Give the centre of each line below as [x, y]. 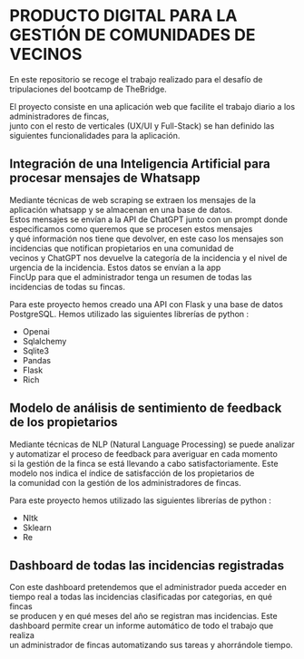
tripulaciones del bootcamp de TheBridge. [88, 89]
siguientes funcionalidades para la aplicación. [95, 135]
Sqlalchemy [44, 341]
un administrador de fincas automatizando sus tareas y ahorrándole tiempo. [151, 645]
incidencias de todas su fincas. [67, 286]
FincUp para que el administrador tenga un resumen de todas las [131, 276]
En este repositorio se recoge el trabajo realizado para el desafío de [136, 79]
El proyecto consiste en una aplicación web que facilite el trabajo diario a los [152, 106]
